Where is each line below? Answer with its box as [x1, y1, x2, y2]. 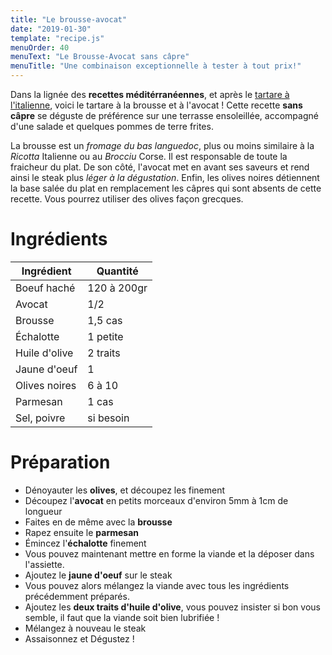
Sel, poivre [15, 411, 66, 425]
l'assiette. [24, 558, 65, 570]
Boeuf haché [15, 281, 76, 295]
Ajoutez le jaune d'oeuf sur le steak [24, 569, 173, 581]
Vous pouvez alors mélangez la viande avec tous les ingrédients [24, 579, 290, 591]
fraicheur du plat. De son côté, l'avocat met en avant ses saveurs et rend [10, 161, 310, 173]
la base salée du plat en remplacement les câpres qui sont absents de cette [10, 182, 322, 194]
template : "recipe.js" [10, 33, 105, 43]
